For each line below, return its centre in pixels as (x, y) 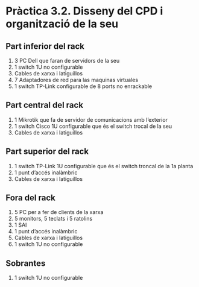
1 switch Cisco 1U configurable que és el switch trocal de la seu (93, 126)
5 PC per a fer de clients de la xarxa (59, 212)
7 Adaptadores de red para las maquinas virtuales (76, 80)
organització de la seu (62, 24)
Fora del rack (30, 198)
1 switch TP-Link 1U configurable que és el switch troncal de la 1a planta (104, 166)
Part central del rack (45, 105)
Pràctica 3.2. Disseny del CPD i (84, 11)
